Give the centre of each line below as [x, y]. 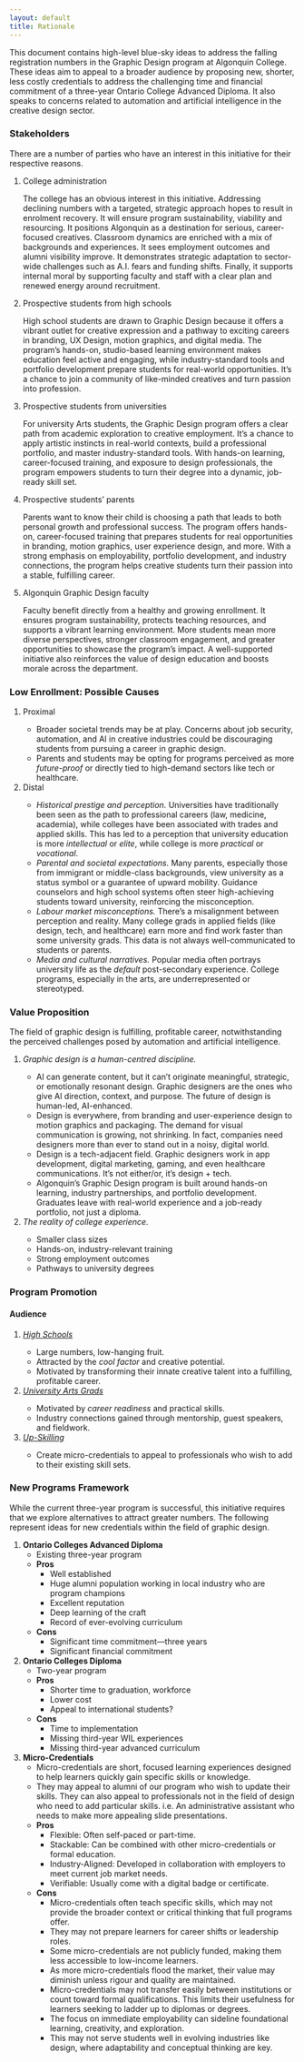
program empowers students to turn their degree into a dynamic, [143, 472]
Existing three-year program [89, 1554]
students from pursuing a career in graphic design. [131, 749]
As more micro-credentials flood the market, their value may [162, 1970]
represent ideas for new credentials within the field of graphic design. [140, 1527]
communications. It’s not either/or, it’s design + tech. [134, 1174]
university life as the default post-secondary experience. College [157, 969]
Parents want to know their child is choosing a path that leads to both [152, 517]
